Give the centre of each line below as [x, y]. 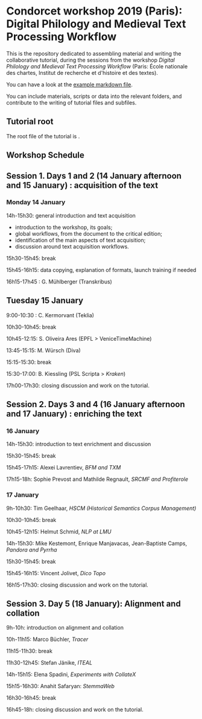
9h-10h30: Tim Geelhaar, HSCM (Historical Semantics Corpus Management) [101, 508]
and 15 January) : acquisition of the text [82, 185]
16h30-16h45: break [31, 698]
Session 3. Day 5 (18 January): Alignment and [93, 604]
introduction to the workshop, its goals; [64, 227]
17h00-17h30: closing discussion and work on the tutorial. [78, 385]
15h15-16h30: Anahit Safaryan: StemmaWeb [60, 686]
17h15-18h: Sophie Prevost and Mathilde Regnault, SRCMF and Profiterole [97, 479]
